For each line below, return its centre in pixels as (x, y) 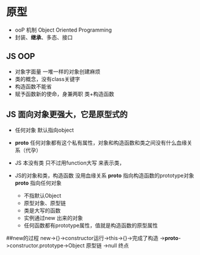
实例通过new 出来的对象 (53, 217)
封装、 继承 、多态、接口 (44, 37)
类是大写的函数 (42, 210)
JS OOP (21, 56)
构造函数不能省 (33, 86)
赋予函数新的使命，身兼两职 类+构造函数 (64, 94)
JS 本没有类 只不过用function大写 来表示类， (70, 163)
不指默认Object (42, 195)
